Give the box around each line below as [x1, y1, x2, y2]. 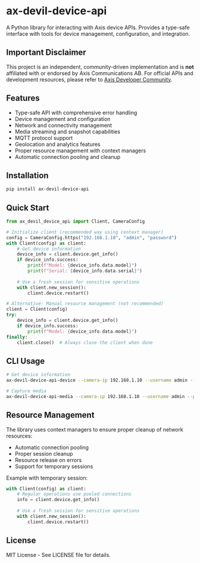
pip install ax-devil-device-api [6, 186, 89, 192]
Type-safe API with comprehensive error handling [14, 109, 137, 116]
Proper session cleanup [14, 450, 73, 457]
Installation [6, 170, 49, 180]
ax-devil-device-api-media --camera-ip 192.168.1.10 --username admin [6, 393, 185, 399]
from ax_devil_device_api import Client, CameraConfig [6, 218, 145, 224]
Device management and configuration [14, 115, 111, 123]
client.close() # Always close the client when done [17, 339, 153, 346]
